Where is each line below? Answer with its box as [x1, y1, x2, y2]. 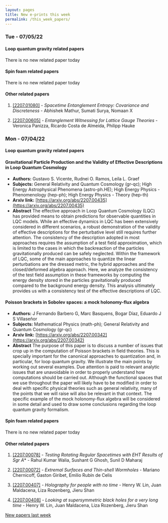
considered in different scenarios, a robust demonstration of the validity [12, 224, 160, 230]
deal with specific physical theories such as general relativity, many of [12, 385, 157, 391]
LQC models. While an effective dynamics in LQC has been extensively [12, 218, 158, 224]
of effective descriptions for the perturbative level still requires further [12, 229, 156, 235]
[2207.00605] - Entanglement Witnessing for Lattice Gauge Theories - [12, 117, 158, 123]
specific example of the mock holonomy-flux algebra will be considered [12, 395, 160, 402]
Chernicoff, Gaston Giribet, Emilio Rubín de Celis [12, 472, 112, 478]
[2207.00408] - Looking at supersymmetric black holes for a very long [12, 497, 158, 503]
